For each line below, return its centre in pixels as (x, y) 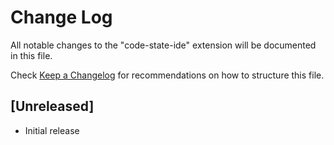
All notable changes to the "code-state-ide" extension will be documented (163, 45)
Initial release (52, 130)
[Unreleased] (52, 106)
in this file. (31, 55)
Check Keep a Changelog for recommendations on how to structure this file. (167, 75)
